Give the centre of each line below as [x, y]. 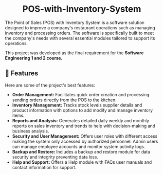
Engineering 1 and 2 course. [34, 58]
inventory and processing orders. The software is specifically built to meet [80, 33]
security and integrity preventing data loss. [55, 157]
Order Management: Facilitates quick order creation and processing [81, 94]
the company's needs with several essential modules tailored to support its [80, 38]
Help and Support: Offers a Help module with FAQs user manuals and [82, 162]
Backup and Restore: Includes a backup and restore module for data [81, 152]
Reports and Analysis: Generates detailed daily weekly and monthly [81, 120]
